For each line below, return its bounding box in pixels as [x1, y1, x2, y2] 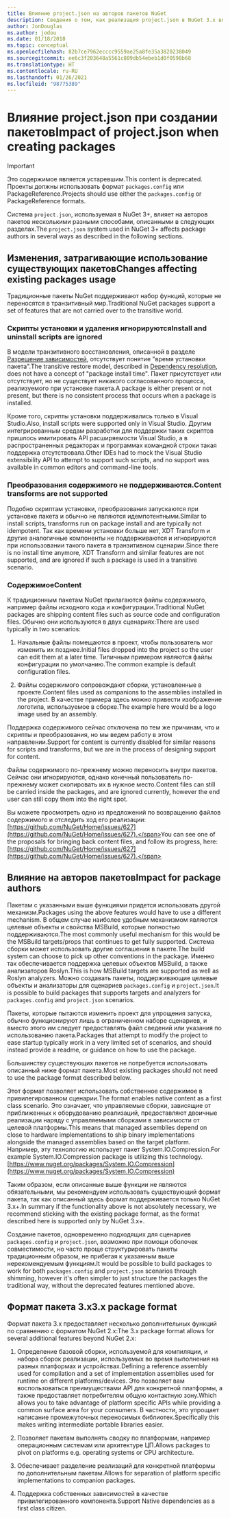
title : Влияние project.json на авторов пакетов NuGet [7, 10, 167, 17]
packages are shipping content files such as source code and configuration [7, 610, 220, 618]
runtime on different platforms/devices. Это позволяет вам [16, 1377, 185, 1385]
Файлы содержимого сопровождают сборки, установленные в [16, 681, 202, 689]
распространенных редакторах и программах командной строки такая [7, 441, 217, 450]
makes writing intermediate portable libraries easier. [16, 1420, 164, 1429]
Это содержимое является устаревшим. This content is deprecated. [7, 175, 203, 183]
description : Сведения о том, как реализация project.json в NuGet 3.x [7, 16, 216, 23]
